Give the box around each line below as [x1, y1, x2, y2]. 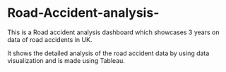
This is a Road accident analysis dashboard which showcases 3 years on [7, 28, 220, 36]
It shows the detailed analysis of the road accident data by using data [7, 49, 210, 57]
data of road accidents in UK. [7, 35, 93, 43]
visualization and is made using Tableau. [7, 56, 126, 64]
